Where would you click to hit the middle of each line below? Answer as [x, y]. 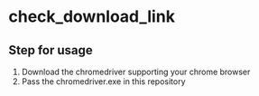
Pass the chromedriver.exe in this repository [103, 82]
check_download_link [92, 17]
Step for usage [51, 50]
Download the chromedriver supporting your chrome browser [136, 72]
